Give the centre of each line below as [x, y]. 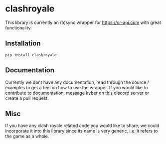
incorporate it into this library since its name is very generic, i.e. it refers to [82, 131]
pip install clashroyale [31, 55]
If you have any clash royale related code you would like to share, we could [82, 126]
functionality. [19, 27]
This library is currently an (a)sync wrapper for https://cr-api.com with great [83, 22]
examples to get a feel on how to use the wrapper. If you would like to [77, 87]
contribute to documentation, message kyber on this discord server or [77, 93]
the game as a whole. [27, 136]
